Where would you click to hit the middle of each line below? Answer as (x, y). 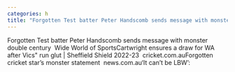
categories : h (28, 14)
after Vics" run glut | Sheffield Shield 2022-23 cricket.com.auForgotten (110, 55)
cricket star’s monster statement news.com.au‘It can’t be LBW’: (99, 62)
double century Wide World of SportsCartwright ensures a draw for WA (111, 48)
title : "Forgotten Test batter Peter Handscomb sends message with (108, 20)
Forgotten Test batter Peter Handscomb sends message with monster (108, 40)
